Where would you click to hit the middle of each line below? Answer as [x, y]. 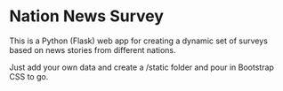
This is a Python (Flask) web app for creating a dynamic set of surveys [139, 41]
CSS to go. [29, 76]
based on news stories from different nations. [93, 49]
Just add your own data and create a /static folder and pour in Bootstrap [141, 67]
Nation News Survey [87, 16]
